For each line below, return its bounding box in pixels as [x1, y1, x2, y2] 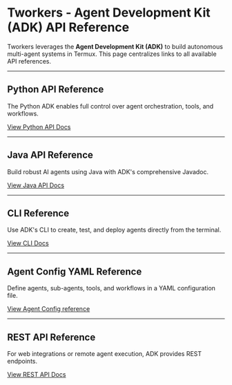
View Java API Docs [7, 181, 64, 189]
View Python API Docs [7, 122, 71, 131]
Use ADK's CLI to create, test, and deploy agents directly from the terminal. [7, 226, 222, 234]
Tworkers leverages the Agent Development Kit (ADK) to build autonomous [7, 42, 223, 50]
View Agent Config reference [7, 305, 90, 313]
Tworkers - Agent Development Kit [7, 5, 211, 21]
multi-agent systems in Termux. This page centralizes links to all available [7, 50, 217, 58]
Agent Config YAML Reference [7, 265, 142, 277]
